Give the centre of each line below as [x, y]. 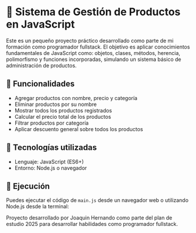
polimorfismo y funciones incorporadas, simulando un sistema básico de [94, 59]
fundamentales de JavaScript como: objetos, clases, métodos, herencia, [93, 53]
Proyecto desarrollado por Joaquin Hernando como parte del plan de [89, 218]
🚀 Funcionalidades [40, 84]
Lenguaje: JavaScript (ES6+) [49, 162]
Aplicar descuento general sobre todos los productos [79, 129]
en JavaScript [40, 24]
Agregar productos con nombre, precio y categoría [76, 98]
